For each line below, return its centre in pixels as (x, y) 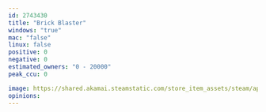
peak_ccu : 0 (28, 74)
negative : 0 (28, 60)
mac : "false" (30, 37)
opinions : (25, 95)
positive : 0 (28, 52)
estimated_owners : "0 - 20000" (60, 67)
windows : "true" (35, 30)
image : (19, 88)
